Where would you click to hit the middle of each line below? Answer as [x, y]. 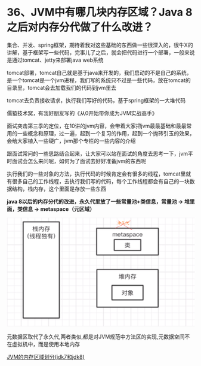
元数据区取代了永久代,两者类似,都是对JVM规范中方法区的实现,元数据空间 [96, 337]
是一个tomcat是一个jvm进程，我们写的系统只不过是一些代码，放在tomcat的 [99, 80]
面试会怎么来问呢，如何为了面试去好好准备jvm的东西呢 [79, 161]
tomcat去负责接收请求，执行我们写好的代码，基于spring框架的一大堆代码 [96, 100]
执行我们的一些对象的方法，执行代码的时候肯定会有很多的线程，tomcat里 [96, 174]
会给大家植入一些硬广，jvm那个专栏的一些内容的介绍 [71, 141]
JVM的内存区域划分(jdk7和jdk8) [46, 356]
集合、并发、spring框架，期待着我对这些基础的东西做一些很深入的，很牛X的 [100, 45]
